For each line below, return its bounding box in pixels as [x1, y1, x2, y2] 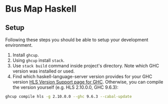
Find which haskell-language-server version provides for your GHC [12, 74, 152, 79]
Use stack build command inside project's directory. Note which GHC [12, 63, 159, 68]
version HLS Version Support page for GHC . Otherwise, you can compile [12, 79, 163, 85]
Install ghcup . [12, 52, 39, 58]
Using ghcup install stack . [12, 57, 65, 63]
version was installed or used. [12, 68, 75, 74]
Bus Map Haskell [5, 3, 77, 15]
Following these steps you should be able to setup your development [5, 37, 149, 43]
